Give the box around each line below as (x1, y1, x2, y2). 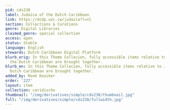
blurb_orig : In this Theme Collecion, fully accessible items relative (5, 54, 159, 60)
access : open (5, 36, 33, 41)
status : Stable (5, 41, 37, 46)
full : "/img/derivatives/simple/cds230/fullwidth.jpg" (5, 97, 123, 102)
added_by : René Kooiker (5, 74, 56, 79)
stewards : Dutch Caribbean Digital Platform (5, 50, 101, 55)
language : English (5, 45, 44, 50)
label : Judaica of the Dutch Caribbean (5, 12, 90, 17)
